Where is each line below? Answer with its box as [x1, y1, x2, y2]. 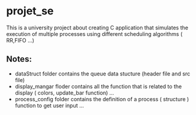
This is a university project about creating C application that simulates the [6, 24, 188, 31]
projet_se [6, 4, 54, 18]
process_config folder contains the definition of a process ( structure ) [14, 95, 189, 102]
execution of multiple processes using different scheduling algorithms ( [6, 30, 183, 37]
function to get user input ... [14, 102, 84, 109]
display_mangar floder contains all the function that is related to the [14, 83, 182, 90]
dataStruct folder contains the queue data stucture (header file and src [14, 70, 191, 77]
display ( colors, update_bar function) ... [14, 89, 114, 96]
